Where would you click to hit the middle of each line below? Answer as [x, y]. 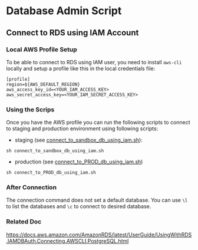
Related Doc [24, 222]
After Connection [32, 187]
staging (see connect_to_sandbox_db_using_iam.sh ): [78, 140]
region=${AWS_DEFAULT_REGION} [43, 84]
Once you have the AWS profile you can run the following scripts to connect [98, 123]
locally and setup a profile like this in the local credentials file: [81, 68]
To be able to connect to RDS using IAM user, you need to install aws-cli [94, 62]
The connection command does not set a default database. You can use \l [97, 200]
